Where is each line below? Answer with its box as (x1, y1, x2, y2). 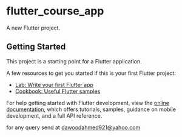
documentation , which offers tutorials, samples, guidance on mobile (6, 106, 176, 113)
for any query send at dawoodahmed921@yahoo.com (6, 124, 141, 131)
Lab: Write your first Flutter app (15, 81, 94, 88)
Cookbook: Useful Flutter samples (15, 88, 101, 95)
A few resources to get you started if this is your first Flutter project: (6, 69, 176, 77)
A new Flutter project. (6, 24, 61, 31)
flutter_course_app (6, 4, 104, 18)
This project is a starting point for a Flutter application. (6, 57, 142, 65)
